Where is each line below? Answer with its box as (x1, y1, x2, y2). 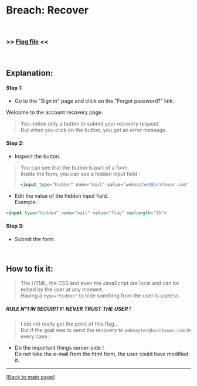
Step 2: (6, 140, 25, 147)
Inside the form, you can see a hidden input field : (20, 171, 141, 178)
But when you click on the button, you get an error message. (20, 126, 167, 133)
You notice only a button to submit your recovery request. (20, 120, 160, 127)
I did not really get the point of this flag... (20, 320, 119, 327)
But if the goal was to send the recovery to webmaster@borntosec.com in (20, 326, 191, 333)
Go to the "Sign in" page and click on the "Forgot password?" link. (14, 97, 175, 104)
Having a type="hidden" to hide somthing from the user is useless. (20, 292, 181, 299)
